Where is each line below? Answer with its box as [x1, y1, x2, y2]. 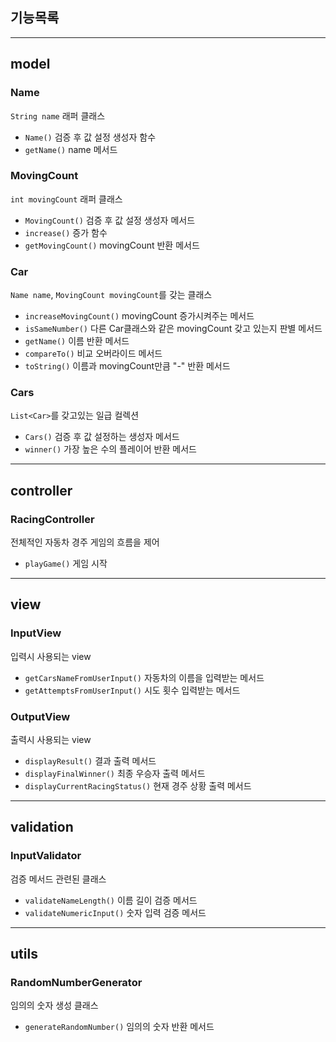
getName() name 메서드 [24, 143, 118, 155]
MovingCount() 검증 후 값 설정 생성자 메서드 [24, 214, 196, 226]
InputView [10, 626, 62, 640]
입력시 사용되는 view [10, 650, 92, 662]
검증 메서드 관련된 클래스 [10, 873, 107, 885]
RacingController [10, 512, 95, 526]
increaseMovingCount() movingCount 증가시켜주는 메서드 [24, 310, 255, 322]
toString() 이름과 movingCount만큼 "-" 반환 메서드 [24, 360, 231, 372]
